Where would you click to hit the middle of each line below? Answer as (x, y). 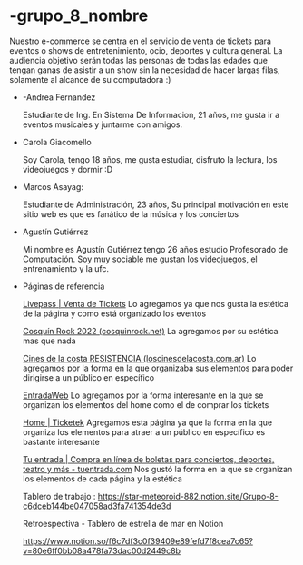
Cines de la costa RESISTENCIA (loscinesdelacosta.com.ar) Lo (139, 358)
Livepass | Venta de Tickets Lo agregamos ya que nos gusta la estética (155, 303)
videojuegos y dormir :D (68, 169)
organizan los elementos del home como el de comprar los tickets (146, 404)
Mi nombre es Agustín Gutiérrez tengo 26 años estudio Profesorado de (155, 249)
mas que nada (49, 341)
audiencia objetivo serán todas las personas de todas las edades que (138, 60)
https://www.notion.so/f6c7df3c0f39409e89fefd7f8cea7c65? (138, 540)
